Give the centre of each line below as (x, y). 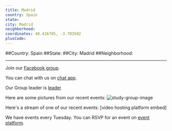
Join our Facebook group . (33, 68)
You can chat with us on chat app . (41, 78)
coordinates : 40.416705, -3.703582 (43, 34)
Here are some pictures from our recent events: (56, 97)
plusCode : (16, 39)
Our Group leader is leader (33, 88)
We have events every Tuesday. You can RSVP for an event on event (78, 117)
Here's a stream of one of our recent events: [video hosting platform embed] (86, 107)
